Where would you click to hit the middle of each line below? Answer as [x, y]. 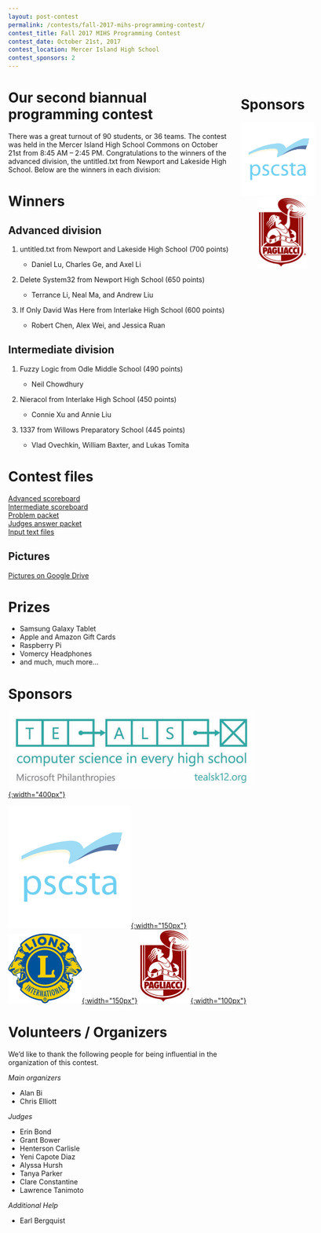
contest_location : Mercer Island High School [84, 50]
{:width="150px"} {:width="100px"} [164, 1001]
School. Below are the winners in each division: [84, 170]
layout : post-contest [44, 16]
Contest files [51, 476]
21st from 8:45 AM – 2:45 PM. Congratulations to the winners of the [117, 152]
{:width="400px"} [37, 795]
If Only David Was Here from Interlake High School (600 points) [122, 309]
